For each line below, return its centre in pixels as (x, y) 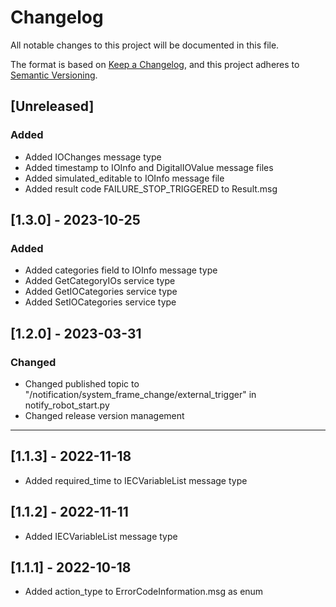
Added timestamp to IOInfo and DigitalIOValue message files (149, 167)
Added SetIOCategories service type (100, 302)
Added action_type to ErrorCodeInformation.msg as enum (144, 592)
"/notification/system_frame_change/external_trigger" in (140, 394)
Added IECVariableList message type (101, 536)
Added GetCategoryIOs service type (100, 281)
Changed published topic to (82, 384)
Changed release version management (104, 415)
